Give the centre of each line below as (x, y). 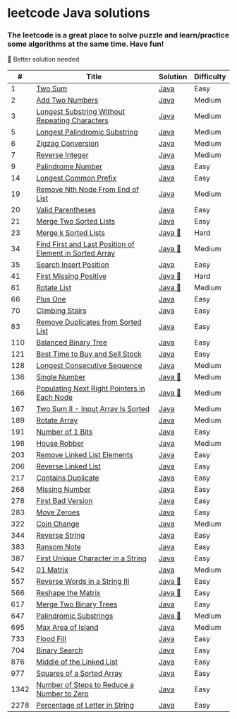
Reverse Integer (62, 155)
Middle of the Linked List (77, 662)
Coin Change (58, 524)
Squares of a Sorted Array (79, 674)
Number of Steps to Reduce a (85, 685)
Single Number (61, 377)
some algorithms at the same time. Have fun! (86, 44)
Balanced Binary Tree (72, 343)
